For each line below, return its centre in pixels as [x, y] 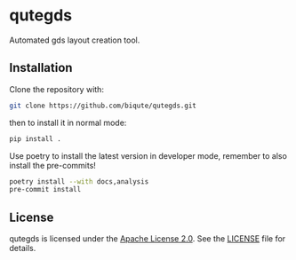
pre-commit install [45, 190]
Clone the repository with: [57, 89]
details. [23, 248]
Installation [41, 68]
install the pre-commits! [52, 165]
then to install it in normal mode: [68, 122]
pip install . [36, 138]
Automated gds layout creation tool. [75, 40]
